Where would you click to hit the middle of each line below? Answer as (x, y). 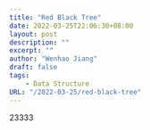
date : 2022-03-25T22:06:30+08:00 (71, 26)
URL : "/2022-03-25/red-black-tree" (75, 92)
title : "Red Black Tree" (55, 17)
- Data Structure (58, 84)
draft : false (33, 68)
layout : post (33, 34)
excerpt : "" (31, 51)
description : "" (39, 42)
